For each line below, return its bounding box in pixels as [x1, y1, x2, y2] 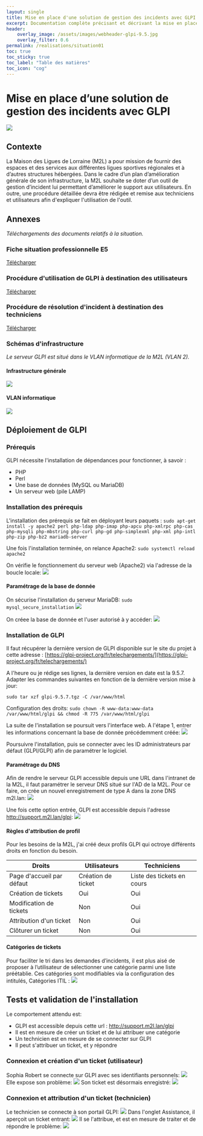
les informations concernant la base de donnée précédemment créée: [6, 729, 180, 736]
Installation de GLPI [6, 631, 65, 639]
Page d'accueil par [9, 872, 63, 880]
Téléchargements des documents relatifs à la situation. [6, 230, 144, 237]
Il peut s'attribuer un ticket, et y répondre [14, 1041, 118, 1049]
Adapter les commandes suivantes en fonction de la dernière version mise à [6, 676, 196, 683]
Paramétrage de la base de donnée [6, 583, 95, 590]
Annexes [6, 213, 40, 224]
